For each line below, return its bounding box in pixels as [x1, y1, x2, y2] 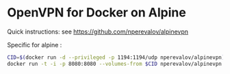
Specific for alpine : [7, 40, 62, 49]
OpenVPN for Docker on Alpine [7, 5, 186, 21]
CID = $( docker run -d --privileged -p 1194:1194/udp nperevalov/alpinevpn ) [7, 53, 225, 61]
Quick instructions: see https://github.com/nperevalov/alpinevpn [7, 27, 189, 36]
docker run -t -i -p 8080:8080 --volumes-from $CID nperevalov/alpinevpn [7, 60, 222, 67]
